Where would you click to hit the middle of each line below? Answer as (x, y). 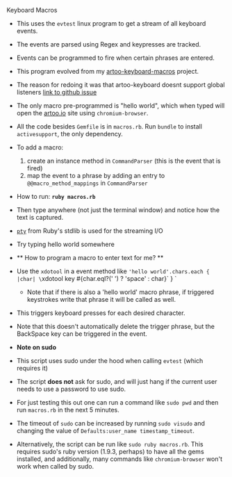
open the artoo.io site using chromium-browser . (82, 113)
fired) (35, 168)
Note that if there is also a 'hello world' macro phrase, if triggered (121, 292)
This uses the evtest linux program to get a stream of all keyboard (111, 23)
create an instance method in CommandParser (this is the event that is (124, 161)
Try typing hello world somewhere (66, 244)
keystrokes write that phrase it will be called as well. (101, 299)
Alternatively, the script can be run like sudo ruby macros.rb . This (110, 444)
